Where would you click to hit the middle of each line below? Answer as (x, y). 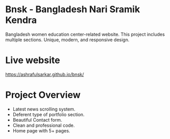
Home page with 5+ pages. (41, 130)
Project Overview (43, 95)
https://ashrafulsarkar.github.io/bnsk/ (45, 74)
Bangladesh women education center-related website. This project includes (85, 34)
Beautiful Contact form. (37, 120)
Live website (33, 60)
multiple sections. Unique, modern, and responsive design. (67, 40)
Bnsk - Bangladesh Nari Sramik (73, 9)
